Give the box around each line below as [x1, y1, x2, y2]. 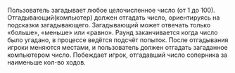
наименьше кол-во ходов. [7, 58, 86, 66]
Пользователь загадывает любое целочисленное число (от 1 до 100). [7, 6, 216, 14]
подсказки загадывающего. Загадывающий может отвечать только [7, 21, 211, 29]
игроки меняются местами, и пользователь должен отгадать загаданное [7, 44, 228, 51]
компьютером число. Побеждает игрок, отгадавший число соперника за [7, 51, 227, 59]
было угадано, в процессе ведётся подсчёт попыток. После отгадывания [7, 36, 229, 44]
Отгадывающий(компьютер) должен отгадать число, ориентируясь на [7, 13, 220, 22]
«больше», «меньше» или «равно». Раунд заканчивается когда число [7, 28, 218, 36]
